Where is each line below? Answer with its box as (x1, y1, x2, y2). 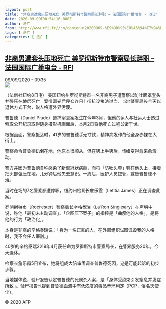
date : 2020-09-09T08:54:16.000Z (5, 16, 72, 21)
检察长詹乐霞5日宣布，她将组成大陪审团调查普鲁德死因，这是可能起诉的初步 (5, 260, 160, 266)
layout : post (5, 7, 32, 12)
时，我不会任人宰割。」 (5, 233, 51, 239)
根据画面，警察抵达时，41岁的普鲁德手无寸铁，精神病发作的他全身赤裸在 (5, 131, 153, 137)
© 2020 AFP (5, 299, 31, 305)
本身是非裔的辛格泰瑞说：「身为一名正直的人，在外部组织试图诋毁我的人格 (5, 227, 155, 233)
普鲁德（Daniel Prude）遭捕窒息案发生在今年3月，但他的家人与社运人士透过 (5, 114, 160, 121)
